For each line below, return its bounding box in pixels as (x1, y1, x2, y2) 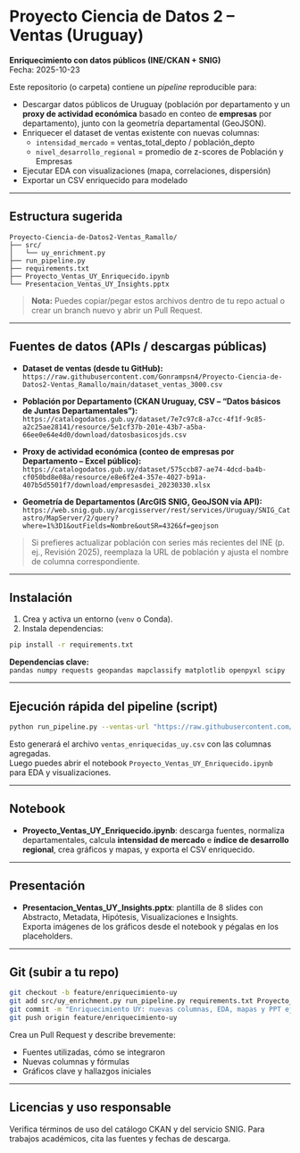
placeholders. (21, 931, 73, 941)
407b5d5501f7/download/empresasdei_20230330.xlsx (21, 480, 212, 489)
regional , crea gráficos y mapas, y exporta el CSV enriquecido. (21, 844, 255, 855)
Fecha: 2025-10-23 (9, 64, 80, 75)
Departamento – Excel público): (21, 455, 142, 466)
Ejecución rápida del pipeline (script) (9, 698, 219, 714)
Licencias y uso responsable (9, 1100, 171, 1115)
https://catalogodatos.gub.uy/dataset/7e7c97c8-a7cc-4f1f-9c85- (21, 414, 267, 423)
